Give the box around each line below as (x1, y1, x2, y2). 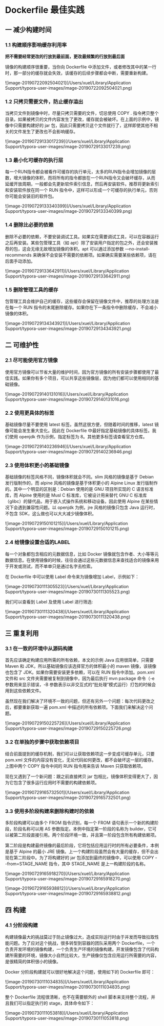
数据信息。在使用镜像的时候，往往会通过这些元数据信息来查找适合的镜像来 (5, 557, 155, 563)
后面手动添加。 (5, 258, 35, 264)
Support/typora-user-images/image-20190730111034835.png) (5, 984, 130, 990)
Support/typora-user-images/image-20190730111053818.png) (5, 1015, 129, 1021)
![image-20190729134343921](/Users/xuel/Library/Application (5, 321, 130, 326)
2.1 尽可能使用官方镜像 (5, 357, 58, 364)
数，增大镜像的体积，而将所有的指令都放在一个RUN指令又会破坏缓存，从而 (5, 175, 155, 181)
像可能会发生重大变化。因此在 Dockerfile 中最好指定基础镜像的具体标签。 (5, 427, 152, 434)
